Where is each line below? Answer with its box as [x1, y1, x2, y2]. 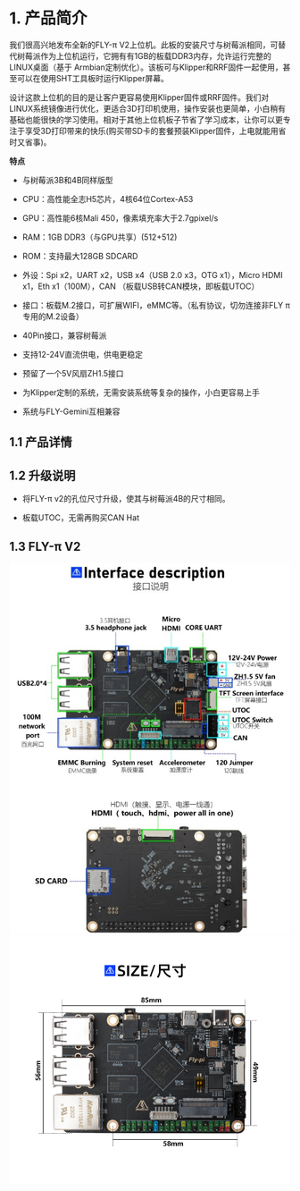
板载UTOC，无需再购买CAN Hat [21, 512, 140, 523]
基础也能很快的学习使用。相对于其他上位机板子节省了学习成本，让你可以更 [9, 114, 283, 125]
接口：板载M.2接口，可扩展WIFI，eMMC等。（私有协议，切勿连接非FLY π [21, 300, 290, 310]
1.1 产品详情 [9, 435, 73, 450]
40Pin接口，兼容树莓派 [21, 330, 107, 341]
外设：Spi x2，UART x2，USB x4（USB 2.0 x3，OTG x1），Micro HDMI [21, 269, 283, 280]
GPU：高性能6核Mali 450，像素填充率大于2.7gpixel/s [21, 212, 219, 224]
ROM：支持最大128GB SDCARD [21, 250, 138, 261]
